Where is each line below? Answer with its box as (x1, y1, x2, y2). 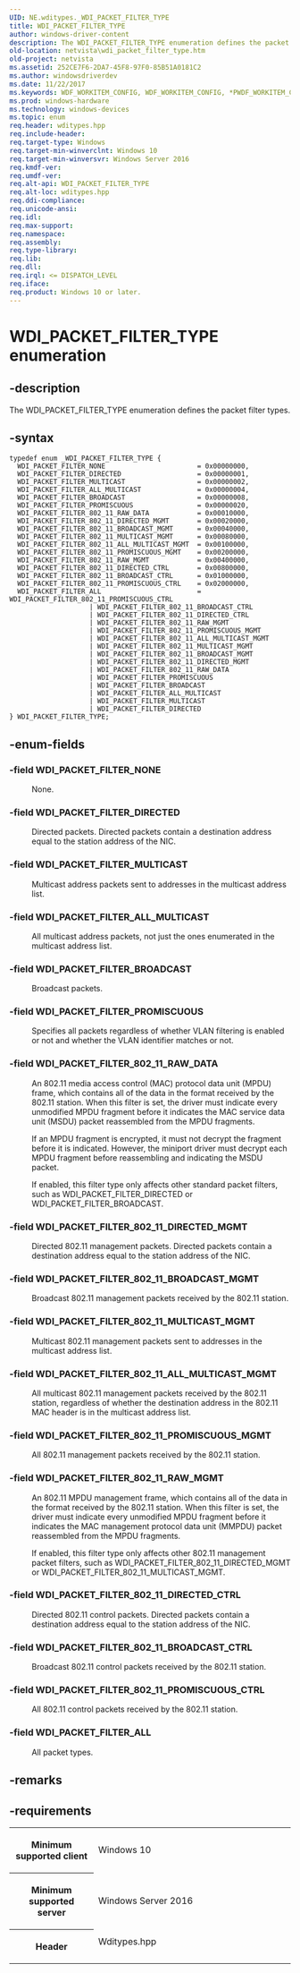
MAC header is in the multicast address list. (31, 1407, 192, 1417)
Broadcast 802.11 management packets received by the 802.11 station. (31, 1293, 289, 1304)
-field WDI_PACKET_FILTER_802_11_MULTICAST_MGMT (9, 1315, 256, 1328)
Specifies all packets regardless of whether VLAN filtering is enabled (31, 1025, 285, 1036)
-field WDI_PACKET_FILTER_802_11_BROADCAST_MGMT (9, 1272, 260, 1285)
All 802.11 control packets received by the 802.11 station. (31, 1704, 238, 1714)
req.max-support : (9, 221, 74, 230)
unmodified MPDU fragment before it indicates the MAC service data (31, 1106, 286, 1117)
